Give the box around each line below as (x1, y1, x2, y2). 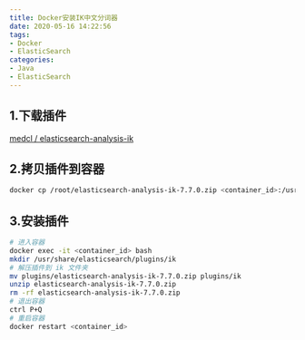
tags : (9, 30, 30, 39)
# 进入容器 (9, 238, 45, 248)
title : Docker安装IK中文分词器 (9, 13, 118, 23)
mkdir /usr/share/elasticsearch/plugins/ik (9, 255, 177, 264)
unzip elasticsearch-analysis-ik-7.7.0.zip (9, 280, 177, 289)
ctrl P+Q (9, 306, 43, 315)
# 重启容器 (9, 314, 45, 323)
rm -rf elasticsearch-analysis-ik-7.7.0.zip (9, 288, 181, 297)
